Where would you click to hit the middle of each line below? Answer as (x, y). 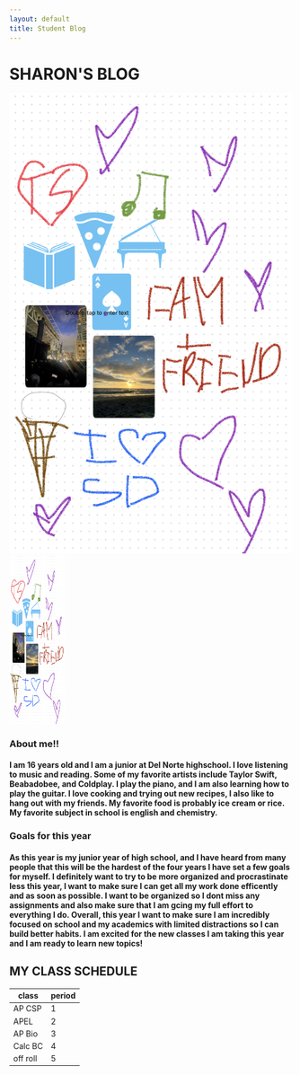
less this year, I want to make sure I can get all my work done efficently (144, 886)
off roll (25, 1059)
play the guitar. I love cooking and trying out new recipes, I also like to (142, 794)
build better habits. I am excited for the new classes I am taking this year (147, 933)
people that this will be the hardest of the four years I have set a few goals (150, 867)
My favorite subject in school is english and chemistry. (114, 813)
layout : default (40, 19)
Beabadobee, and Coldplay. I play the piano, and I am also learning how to (150, 784)
